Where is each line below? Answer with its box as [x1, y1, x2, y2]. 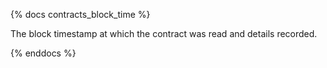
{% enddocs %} [10, 47, 77, 59]
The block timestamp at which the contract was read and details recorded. [10, 28, 318, 39]
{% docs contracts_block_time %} [10, 9, 151, 20]
